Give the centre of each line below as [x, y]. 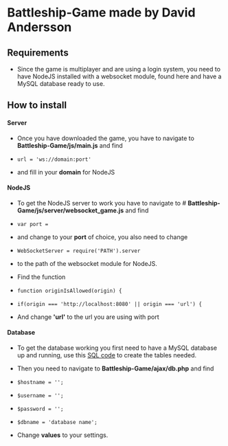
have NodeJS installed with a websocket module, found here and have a [119, 76]
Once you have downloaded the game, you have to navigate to [105, 138]
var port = [33, 224]
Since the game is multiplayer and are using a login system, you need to [119, 69]
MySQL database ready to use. [61, 83]
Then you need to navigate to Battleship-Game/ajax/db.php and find [115, 368]
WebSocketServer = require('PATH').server [79, 251]
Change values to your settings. [62, 435]
